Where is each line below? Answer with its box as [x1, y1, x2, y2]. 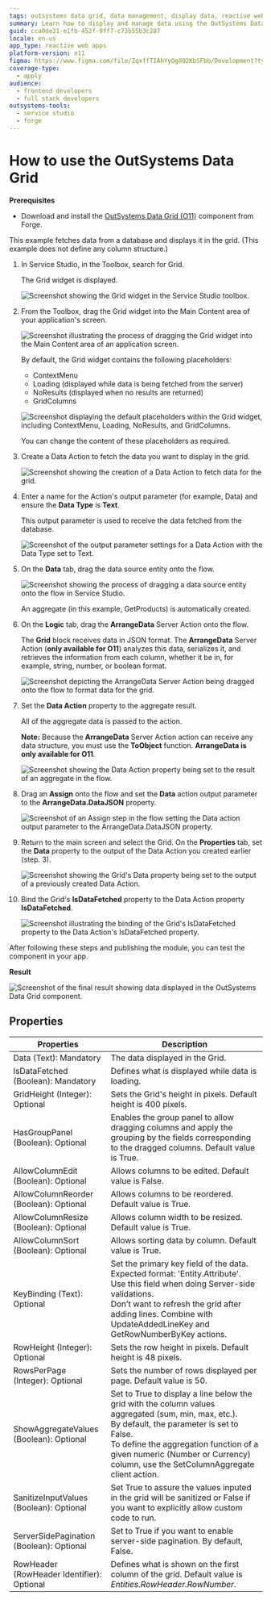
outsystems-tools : [9, 102, 71, 110]
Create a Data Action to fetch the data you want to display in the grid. [20, 451, 250, 461]
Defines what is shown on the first [110, 1558, 240, 1569]
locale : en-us [9, 34, 57, 43]
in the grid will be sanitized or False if [110, 1492, 251, 1503]
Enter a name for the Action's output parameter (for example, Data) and [20, 491, 258, 501]
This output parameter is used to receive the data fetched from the [20, 516, 242, 525]
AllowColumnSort [13, 1234, 80, 1246]
